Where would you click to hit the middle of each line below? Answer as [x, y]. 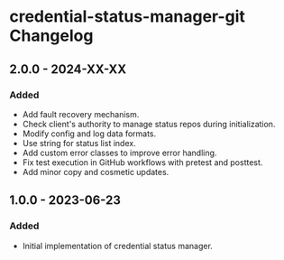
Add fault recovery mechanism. [81, 114]
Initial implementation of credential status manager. [118, 246]
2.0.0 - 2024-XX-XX [68, 69]
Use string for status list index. [79, 143]
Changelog [51, 36]
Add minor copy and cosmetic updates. [96, 172]
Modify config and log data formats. [89, 134]
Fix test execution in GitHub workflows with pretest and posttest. [142, 162]
